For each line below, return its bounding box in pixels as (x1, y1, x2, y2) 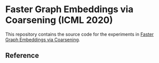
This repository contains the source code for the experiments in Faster (5, 31, 154, 37)
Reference (5, 51, 39, 60)
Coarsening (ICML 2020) (5, 14, 113, 26)
